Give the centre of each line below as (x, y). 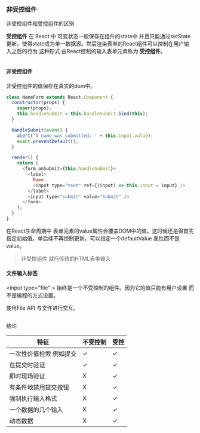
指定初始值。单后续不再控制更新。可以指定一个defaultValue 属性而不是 (93, 238)
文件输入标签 (22, 273)
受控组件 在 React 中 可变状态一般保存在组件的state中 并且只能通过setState (99, 36)
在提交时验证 (27, 365)
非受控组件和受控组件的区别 (40, 24)
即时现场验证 (27, 376)
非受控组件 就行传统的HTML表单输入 (66, 258)
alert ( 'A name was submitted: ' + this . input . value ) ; (85, 136)
